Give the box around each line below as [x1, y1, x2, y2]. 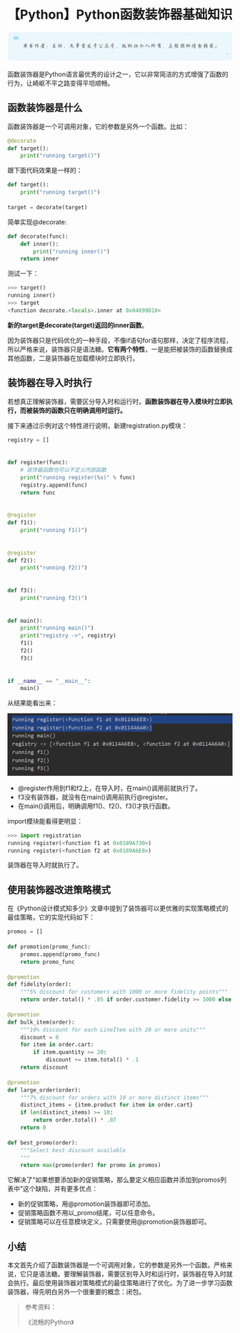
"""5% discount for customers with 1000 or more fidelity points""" [20, 989, 229, 996]
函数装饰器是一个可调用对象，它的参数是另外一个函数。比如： [7, 122, 189, 131]
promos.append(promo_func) [20, 951, 101, 958]
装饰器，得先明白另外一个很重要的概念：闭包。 [7, 1287, 145, 1297]
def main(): [7, 617, 43, 624]
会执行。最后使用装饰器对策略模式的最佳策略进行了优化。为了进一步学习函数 [7, 1279, 233, 1287]
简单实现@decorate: [7, 217, 67, 226]
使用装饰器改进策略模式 [7, 884, 111, 896]
